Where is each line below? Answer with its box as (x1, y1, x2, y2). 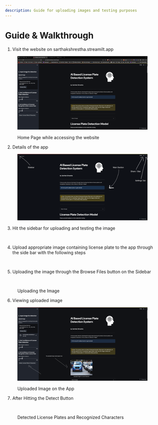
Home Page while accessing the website (17, 135, 100, 141)
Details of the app (12, 144, 49, 150)
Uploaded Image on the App (17, 386, 75, 392)
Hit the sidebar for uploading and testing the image (12, 225, 115, 231)
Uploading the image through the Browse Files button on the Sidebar (12, 269, 151, 274)
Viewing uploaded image (12, 297, 63, 303)
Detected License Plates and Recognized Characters (17, 415, 124, 421)
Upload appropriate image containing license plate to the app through (12, 244, 153, 250)
